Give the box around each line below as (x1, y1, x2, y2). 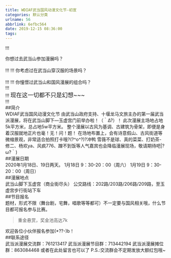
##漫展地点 (5, 175, 29, 181)
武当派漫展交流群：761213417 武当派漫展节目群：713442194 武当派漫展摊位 (5, 241, 164, 247)
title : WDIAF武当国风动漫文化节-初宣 (5, 7, 77, 13)
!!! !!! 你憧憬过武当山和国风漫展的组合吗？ (5, 79, 92, 85)
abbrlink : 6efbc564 (5, 21, 47, 27)
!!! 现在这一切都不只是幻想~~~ (5, 92, 85, 99)
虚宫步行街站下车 (5, 187, 41, 193)
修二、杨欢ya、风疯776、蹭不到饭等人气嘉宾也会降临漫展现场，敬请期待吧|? (5, 143, 165, 149)
